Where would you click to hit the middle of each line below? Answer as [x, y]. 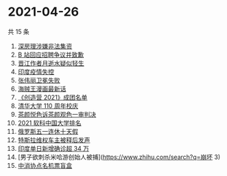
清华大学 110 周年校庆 [48, 106]
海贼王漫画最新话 [42, 89]
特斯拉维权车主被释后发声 [54, 140]
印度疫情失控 [36, 72]
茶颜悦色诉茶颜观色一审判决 [57, 114]
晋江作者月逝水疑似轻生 [51, 63]
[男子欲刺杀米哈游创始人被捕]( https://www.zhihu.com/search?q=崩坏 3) [119, 157]
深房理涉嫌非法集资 [45, 46]
